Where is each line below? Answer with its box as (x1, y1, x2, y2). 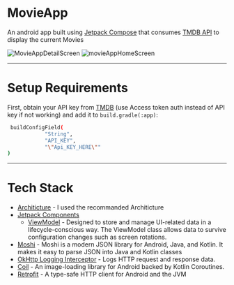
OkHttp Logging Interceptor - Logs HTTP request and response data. (17, 255, 216, 263)
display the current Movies (7, 35, 84, 43)
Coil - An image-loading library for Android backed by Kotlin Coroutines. (17, 263, 225, 271)
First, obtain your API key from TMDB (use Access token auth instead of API (7, 103, 225, 111)
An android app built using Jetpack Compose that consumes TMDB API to (7, 28, 219, 36)
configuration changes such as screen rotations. (27, 233, 167, 242)
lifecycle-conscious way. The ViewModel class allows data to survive (27, 226, 226, 234)
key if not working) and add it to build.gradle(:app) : (7, 110, 158, 119)
